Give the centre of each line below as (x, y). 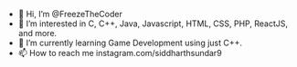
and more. (37, 33)
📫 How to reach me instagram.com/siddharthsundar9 (120, 53)
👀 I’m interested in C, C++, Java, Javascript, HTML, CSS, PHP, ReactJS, (153, 24)
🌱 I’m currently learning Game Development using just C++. (130, 43)
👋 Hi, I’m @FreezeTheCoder (70, 14)
